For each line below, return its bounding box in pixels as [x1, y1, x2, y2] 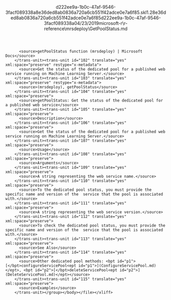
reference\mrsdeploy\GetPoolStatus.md [44, 26, 128, 32]
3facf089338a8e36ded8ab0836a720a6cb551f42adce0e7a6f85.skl [5, 9, 147, 15]
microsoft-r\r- [99, 20, 128, 26]
